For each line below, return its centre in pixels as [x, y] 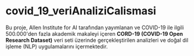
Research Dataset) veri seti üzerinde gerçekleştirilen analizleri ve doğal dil [97, 40]
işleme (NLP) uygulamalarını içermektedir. [57, 46]
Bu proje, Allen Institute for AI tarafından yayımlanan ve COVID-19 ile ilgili [95, 27]
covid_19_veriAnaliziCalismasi [81, 11]
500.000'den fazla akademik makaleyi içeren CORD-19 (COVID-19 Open [94, 33]
